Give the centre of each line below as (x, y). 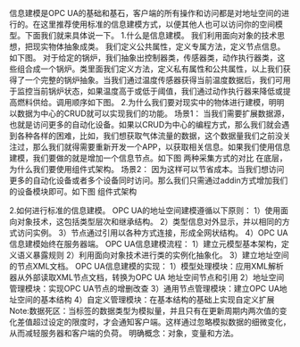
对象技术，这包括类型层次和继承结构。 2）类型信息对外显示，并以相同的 (150, 222)
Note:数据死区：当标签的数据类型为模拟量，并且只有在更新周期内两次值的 (144, 311)
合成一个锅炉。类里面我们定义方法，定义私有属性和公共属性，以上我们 (154, 69)
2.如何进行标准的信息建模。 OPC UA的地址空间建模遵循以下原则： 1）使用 (145, 211)
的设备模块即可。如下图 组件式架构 (73, 191)
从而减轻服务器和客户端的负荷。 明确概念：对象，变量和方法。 (124, 333)
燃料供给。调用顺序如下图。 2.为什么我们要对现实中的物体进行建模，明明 (150, 102)
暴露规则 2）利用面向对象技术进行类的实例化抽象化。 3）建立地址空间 (161, 255)
